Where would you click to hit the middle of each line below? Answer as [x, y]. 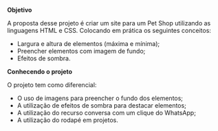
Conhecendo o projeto [40, 72]
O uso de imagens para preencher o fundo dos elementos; [100, 98]
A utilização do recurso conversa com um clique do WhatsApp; [106, 113]
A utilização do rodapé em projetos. [67, 120]
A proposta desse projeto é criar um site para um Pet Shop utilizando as [109, 23]
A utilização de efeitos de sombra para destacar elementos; [102, 105]
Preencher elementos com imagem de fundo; [81, 51]
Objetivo [20, 10]
